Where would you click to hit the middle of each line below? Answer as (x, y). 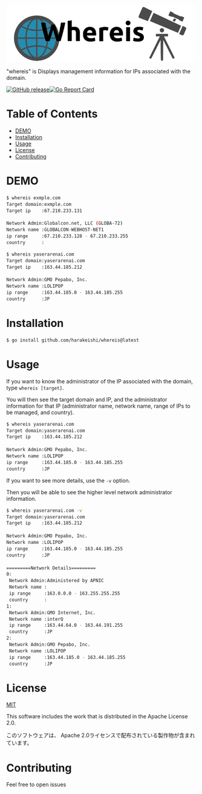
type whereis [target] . (35, 388)
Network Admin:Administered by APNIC (56, 581)
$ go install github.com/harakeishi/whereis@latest (73, 340)
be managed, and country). (40, 412)
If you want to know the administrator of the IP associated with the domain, (100, 381)
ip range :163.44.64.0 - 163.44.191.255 (66, 626)
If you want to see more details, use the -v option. (68, 480)
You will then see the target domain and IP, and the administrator (87, 399)
